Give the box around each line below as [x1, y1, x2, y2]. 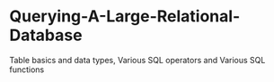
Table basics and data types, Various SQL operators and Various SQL [9, 54, 266, 65]
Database [9, 25, 83, 45]
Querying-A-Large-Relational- [9, 6, 241, 27]
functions [9, 64, 45, 75]
